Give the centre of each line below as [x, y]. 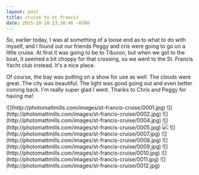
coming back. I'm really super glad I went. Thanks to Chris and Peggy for [96, 90]
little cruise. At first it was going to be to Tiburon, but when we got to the [96, 53]
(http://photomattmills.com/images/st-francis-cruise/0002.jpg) [84, 114]
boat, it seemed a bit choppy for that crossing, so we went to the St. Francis [100, 59]
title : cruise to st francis [43, 17]
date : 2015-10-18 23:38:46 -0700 [48, 23]
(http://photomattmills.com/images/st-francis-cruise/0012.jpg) [83, 166]
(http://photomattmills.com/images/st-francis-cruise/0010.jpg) [83, 153]
